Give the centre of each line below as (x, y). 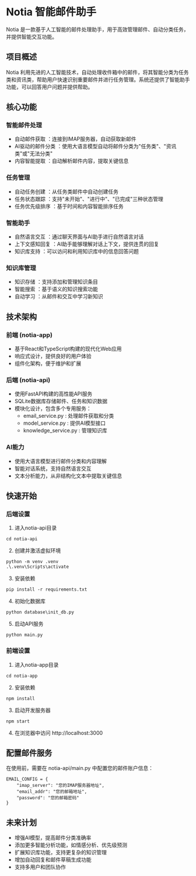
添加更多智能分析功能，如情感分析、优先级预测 (71, 845)
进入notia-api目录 (36, 528)
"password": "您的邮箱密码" (48, 798)
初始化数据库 (30, 601)
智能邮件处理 (24, 125)
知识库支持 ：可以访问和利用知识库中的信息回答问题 (76, 251)
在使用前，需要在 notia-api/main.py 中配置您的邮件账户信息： (80, 768)
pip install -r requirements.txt (47, 589)
